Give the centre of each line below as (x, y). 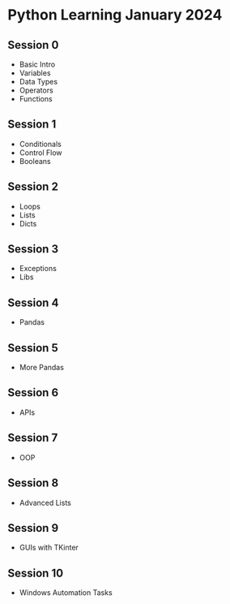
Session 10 (36, 573)
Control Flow (40, 153)
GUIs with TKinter (49, 548)
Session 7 (33, 438)
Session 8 (33, 483)
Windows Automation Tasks (66, 593)
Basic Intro (37, 64)
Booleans (35, 161)
